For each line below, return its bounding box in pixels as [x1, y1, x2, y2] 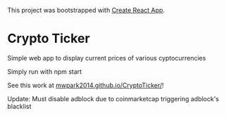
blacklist [7, 102, 32, 110]
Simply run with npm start [7, 67, 82, 76]
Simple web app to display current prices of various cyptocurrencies [7, 53, 206, 62]
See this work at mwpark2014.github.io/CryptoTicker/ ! [7, 81, 164, 89]
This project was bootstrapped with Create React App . [7, 6, 165, 14]
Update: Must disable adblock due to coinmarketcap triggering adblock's [7, 94, 220, 103]
